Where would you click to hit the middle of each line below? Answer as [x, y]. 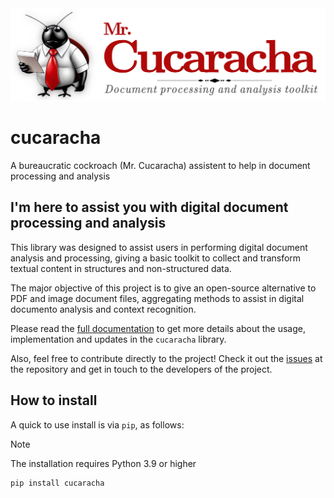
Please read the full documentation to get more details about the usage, [158, 328]
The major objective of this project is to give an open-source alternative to [163, 288]
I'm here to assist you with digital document [149, 207]
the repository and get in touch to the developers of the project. [141, 369]
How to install [54, 400]
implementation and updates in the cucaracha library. [118, 339]
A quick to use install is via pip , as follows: [97, 424]
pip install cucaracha [57, 483]
